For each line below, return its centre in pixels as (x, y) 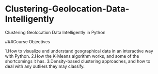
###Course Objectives (28, 41)
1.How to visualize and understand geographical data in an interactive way (79, 51)
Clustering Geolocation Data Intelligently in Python (55, 32)
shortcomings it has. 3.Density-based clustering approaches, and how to (78, 61)
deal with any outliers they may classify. (45, 66)
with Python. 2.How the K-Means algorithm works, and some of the (72, 56)
